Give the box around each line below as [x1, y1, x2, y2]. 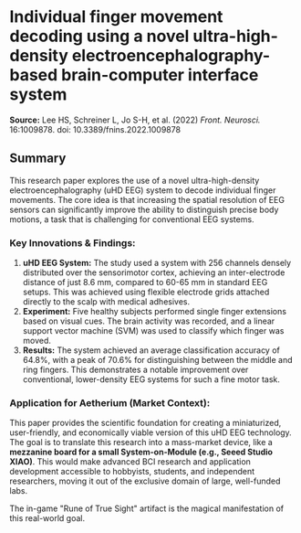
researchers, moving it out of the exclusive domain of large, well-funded [9, 475, 281, 486]
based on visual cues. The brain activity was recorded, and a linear [22, 315, 275, 326]
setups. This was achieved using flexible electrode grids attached [22, 286, 270, 298]
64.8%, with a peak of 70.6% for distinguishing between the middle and [22, 355, 293, 366]
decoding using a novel [9, 26, 190, 47]
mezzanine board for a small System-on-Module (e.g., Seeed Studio [9, 446, 274, 458]
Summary [9, 151, 67, 166]
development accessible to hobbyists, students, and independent [9, 466, 255, 477]
